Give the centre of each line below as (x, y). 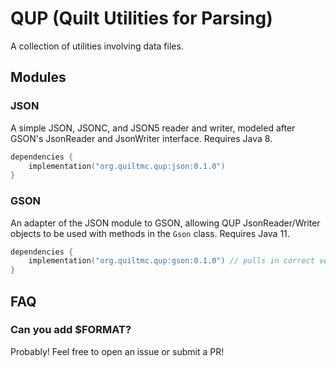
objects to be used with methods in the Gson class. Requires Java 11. (150, 233)
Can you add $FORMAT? (71, 330)
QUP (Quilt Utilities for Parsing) (141, 18)
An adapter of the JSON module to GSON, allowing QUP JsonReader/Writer (165, 223)
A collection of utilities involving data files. (97, 46)
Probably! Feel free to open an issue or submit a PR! (117, 351)
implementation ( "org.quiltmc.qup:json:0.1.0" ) (127, 166)
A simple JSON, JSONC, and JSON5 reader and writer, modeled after (153, 128)
